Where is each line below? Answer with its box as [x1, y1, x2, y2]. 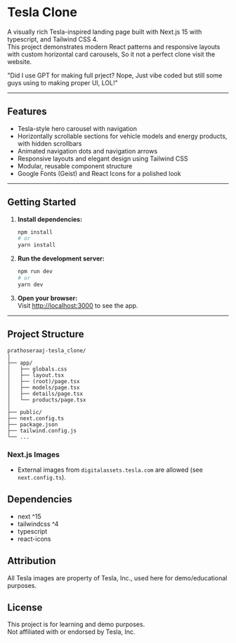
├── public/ [7, 408, 42, 416]
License [7, 601, 43, 613]
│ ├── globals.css [7, 366, 68, 373]
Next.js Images [7, 449, 60, 459]
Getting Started [7, 196, 77, 208]
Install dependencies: [17, 215, 83, 223]
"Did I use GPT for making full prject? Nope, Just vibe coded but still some [7, 71, 223, 80]
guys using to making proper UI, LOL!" [7, 78, 118, 87]
